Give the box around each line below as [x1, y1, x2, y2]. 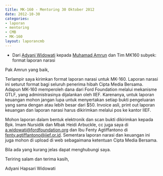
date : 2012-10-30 [5, 12, 40, 17]
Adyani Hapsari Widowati [5, 165, 56, 171]
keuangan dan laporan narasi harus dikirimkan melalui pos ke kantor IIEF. [5, 107, 151, 113]
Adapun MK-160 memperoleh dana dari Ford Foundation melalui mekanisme [5, 86, 157, 92]
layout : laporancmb [5, 39, 45, 44]
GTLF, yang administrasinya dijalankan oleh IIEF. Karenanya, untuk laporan [5, 91, 154, 97]
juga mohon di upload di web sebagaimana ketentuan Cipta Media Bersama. [5, 137, 158, 143]
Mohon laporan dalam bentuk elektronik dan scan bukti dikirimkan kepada [5, 116, 153, 122]
